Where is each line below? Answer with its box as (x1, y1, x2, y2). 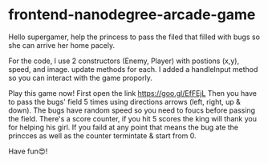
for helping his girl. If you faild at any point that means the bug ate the (8, 122, 239, 132)
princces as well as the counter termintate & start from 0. (8, 130, 197, 141)
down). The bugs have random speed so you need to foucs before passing (8, 105, 255, 115)
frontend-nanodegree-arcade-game (8, 6, 256, 24)
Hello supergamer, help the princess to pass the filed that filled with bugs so (8, 32, 261, 42)
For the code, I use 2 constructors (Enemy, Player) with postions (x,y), (8, 56, 239, 66)
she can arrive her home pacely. (8, 40, 115, 50)
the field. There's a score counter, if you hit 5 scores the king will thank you (8, 113, 257, 123)
